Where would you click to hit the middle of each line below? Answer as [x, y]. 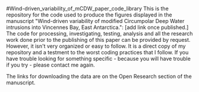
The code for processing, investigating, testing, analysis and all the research [99, 34]
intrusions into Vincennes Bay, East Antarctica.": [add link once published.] [97, 27]
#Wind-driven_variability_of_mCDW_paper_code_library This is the [88, 9]
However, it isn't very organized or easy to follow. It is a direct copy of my [96, 46]
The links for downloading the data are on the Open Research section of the [99, 76]
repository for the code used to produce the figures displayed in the [89, 15]
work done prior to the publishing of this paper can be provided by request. [98, 40]
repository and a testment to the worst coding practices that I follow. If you [97, 52]
